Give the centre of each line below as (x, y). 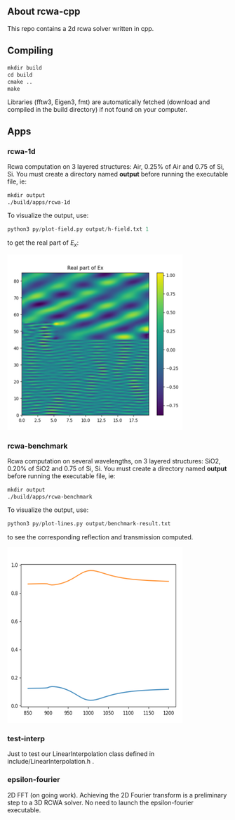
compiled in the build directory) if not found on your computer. (98, 109)
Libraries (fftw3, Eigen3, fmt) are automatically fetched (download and (109, 102)
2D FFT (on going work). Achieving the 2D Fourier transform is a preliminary (117, 795)
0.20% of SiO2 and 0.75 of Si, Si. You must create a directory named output (117, 469)
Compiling (31, 51)
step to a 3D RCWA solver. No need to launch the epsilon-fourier (101, 802)
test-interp (26, 739)
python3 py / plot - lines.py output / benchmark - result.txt (89, 524)
